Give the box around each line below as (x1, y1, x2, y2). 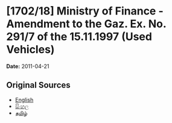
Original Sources (6, 80, 71, 90)
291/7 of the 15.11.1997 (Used (6, 30, 153, 43)
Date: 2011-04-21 (6, 62, 49, 70)
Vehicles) (6, 43, 55, 57)
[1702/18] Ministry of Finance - (6, 4, 164, 18)
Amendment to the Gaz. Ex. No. (6, 17, 167, 31)
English (14, 96, 34, 103)
